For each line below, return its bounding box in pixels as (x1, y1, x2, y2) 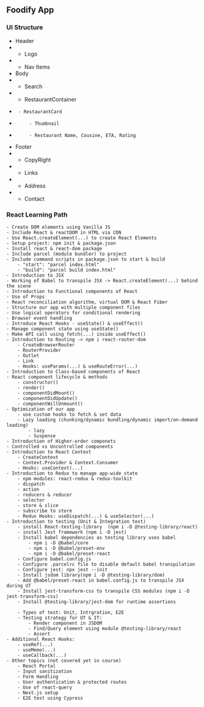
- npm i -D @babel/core (28, 539, 89, 546)
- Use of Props (6, 294, 45, 300)
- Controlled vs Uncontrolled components (6, 443, 114, 450)
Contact (24, 195, 45, 202)
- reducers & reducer (17, 492, 72, 498)
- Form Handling (17, 673, 59, 679)
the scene (6, 283, 32, 289)
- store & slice (17, 502, 59, 508)
